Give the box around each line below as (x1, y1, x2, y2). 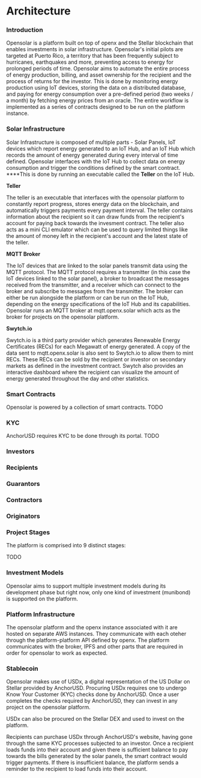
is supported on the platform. (6, 595, 79, 602)
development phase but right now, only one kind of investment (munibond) (6, 588, 191, 596)
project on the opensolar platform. (6, 703, 91, 711)
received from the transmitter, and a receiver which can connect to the (6, 281, 181, 288)
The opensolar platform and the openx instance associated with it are (6, 623, 178, 630)
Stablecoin (6, 664, 39, 673)
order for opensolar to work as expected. (6, 649, 108, 656)
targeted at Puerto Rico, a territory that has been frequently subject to (6, 52, 179, 60)
